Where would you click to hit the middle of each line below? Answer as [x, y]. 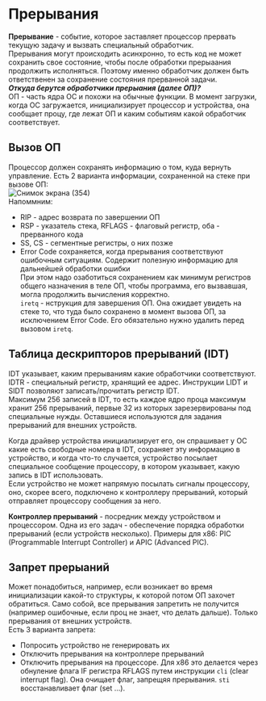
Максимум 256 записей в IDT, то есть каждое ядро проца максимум [127, 399]
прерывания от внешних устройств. [70, 621]
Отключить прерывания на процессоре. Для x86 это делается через [139, 662]
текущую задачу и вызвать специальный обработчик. [101, 44]
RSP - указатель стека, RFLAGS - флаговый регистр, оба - [120, 225]
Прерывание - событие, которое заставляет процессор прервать [122, 36]
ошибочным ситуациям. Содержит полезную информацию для [129, 260]
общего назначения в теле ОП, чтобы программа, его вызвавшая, [134, 285]
